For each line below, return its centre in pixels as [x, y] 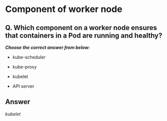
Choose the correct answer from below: [48, 47]
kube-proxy [25, 67]
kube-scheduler [29, 57]
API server [23, 86]
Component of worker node [64, 9]
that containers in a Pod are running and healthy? [84, 35]
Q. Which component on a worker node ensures [81, 28]
